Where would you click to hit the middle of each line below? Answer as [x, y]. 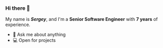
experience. [18, 25]
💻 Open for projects [34, 40]
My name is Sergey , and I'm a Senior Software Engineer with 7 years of [82, 19]
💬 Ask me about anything [39, 35]
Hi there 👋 [18, 8]
